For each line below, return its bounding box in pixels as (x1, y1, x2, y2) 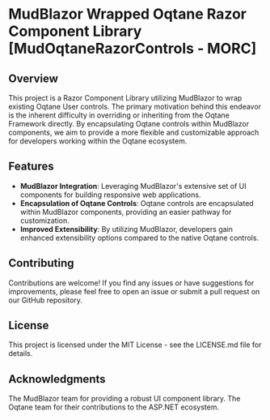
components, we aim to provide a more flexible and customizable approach (8, 127, 259, 137)
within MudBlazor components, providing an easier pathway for (19, 207, 232, 216)
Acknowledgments (8, 372, 107, 386)
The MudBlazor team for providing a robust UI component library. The (8, 394, 241, 404)
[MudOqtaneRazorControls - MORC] (8, 40, 257, 58)
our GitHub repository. (8, 295, 83, 305)
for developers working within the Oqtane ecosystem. (8, 136, 188, 146)
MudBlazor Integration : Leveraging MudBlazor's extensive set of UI (19, 181, 247, 191)
